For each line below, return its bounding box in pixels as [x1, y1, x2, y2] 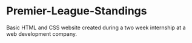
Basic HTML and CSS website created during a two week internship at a [6, 24, 186, 31]
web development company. [6, 30, 78, 37]
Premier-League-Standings [6, 4, 147, 18]
